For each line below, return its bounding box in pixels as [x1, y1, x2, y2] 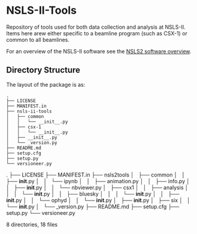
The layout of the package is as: [6, 81, 86, 88]
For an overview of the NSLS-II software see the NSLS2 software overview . [6, 47, 192, 54]
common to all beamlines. [6, 36, 70, 43]
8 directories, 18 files [6, 221, 58, 228]
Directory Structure [6, 65, 81, 75]
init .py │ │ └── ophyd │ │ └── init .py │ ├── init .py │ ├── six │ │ [6, 196, 190, 203]
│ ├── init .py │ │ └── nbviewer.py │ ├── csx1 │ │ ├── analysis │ [6, 184, 189, 191]
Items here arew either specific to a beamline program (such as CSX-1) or [6, 29, 187, 37]
